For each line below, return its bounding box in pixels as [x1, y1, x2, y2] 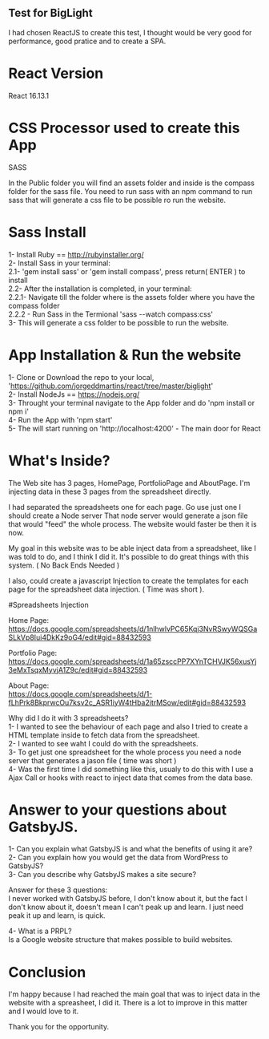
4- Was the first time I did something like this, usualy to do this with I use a [8, 764, 254, 774]
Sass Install [8, 223, 86, 241]
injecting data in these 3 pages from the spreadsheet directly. [8, 487, 211, 496]
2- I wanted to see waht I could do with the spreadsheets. [8, 738, 199, 748]
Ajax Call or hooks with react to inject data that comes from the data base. [8, 773, 253, 782]
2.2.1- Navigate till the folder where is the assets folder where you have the [8, 292, 255, 301]
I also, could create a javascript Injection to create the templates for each [8, 576, 249, 585]
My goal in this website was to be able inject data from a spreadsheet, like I [8, 543, 256, 552]
